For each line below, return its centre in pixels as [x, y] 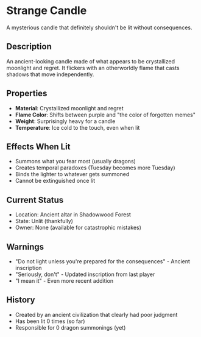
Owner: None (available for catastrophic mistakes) [78, 228]
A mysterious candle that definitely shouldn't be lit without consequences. [99, 27]
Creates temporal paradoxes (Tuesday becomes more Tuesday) [95, 168]
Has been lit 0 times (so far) [50, 321]
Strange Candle [47, 11]
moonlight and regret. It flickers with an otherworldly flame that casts [93, 68]
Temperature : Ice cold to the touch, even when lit [77, 127]
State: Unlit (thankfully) [44, 221]
